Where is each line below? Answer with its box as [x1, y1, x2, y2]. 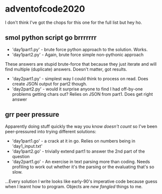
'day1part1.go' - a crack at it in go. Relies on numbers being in [12, 138, 136, 144]
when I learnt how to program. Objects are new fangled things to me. [5, 183, 143, 189]
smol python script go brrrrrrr [5, 34, 97, 42]
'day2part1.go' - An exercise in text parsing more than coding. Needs [12, 159, 150, 164]
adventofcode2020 [5, 3, 85, 15]
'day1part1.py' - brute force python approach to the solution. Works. [12, 46, 148, 52]
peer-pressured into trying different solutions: [5, 128, 97, 134]
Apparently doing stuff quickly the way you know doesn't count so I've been [5, 123, 158, 129]
